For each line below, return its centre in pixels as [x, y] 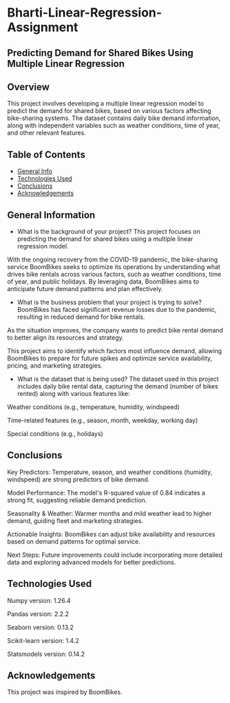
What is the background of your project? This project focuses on [109, 232]
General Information [51, 215]
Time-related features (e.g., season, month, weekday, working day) [103, 420]
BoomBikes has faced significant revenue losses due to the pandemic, [117, 310]
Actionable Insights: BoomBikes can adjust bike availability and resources [111, 534]
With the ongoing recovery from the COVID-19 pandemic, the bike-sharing [113, 259]
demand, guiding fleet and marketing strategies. [75, 521]
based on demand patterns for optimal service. [74, 541]
